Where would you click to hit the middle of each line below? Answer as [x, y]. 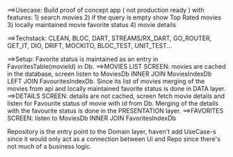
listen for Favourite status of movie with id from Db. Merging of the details [113, 103]
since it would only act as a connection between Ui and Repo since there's [114, 139]
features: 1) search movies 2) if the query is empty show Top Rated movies [114, 17]
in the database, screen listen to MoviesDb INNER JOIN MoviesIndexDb [110, 74]
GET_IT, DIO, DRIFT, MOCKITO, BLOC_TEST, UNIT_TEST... [90, 46]
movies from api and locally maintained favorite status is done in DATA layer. [116, 89]
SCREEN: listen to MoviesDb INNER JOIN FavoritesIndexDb [91, 118]
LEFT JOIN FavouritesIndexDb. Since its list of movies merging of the [106, 81]
